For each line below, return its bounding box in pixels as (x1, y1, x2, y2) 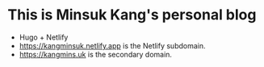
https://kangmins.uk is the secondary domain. (19, 49, 173, 59)
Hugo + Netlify (19, 32, 69, 42)
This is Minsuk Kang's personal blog (7, 6, 257, 24)
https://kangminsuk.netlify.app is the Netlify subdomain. (19, 40, 207, 50)
